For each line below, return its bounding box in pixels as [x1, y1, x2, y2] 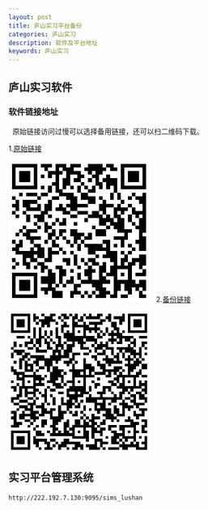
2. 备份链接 [155, 294, 192, 304]
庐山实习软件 [8, 80, 73, 94]
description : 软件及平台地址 [8, 39, 99, 47]
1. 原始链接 [8, 143, 42, 153]
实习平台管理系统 [8, 470, 94, 485]
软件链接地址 [8, 106, 59, 117]
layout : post [8, 13, 53, 21]
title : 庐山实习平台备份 [8, 21, 83, 30]
